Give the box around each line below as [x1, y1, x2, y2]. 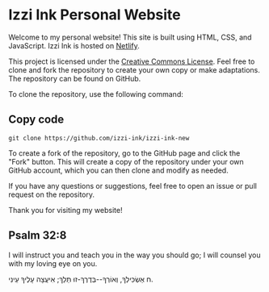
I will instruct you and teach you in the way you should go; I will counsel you [8, 250, 261, 260]
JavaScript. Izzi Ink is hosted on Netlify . [8, 40, 140, 50]
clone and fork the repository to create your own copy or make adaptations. [8, 65, 261, 74]
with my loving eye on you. [8, 258, 98, 268]
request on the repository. [8, 190, 95, 199]
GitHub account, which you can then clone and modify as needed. [8, 165, 229, 175]
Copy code [8, 113, 65, 127]
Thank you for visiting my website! [8, 205, 123, 215]
